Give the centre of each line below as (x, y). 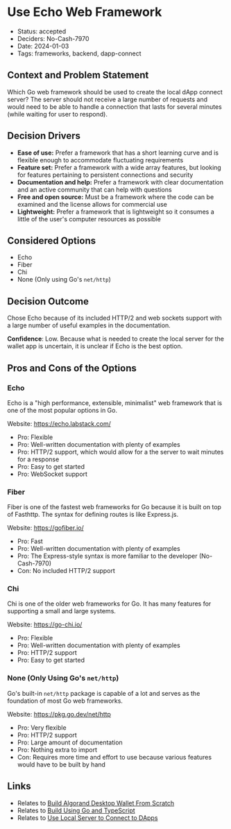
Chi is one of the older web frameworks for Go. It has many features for (109, 604)
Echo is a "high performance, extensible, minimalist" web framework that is (115, 402)
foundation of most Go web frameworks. (65, 701)
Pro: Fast (30, 541)
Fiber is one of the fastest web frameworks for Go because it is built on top (114, 507)
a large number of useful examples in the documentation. (89, 325)
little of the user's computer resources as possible (89, 219)
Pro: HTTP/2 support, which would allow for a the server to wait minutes (120, 452)
